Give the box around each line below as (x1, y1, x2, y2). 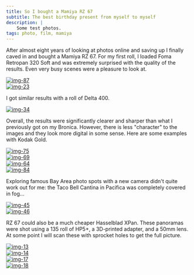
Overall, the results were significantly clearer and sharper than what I (6, 117, 173, 124)
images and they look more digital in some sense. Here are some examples (6, 130, 188, 137)
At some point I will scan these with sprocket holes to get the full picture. (6, 232, 182, 239)
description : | (6, 19, 43, 25)
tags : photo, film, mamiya (6, 31, 72, 37)
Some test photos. (16, 25, 62, 31)
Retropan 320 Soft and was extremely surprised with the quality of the (6, 59, 176, 67)
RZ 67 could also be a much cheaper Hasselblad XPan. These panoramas (6, 219, 183, 227)
